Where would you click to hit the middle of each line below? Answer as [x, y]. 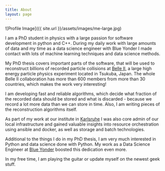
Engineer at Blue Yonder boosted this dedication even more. [66, 149]
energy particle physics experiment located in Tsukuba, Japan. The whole [80, 73]
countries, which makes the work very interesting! [56, 84]
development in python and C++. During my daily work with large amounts [81, 43]
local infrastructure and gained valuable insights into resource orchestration [82, 124]
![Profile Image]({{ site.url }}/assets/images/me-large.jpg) [63, 28]
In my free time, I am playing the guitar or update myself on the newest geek [82, 159]
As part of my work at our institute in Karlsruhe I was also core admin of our [82, 119]
